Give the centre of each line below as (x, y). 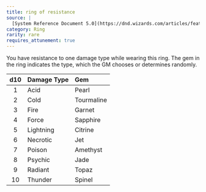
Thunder (40, 180)
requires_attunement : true (41, 40)
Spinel (84, 180)
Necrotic (40, 140)
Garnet (85, 110)
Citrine (84, 130)
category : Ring (26, 29)
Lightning (41, 130)
